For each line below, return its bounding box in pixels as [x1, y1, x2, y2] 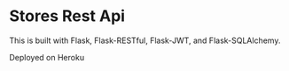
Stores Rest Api [9, 6, 126, 26]
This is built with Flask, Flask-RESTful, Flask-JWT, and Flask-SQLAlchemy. [9, 35, 281, 46]
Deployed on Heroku [9, 52, 85, 62]
